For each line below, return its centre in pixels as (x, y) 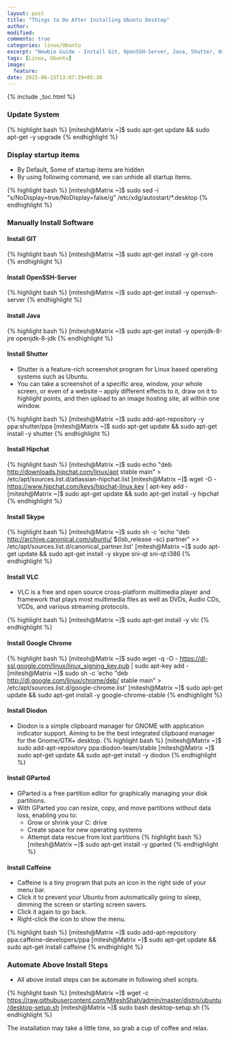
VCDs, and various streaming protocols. (73, 607)
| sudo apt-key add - (160, 665)
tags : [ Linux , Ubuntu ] (39, 58)
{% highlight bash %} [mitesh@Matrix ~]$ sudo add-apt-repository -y (106, 419)
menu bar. (31, 890)
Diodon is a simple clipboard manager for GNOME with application (110, 726)
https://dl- (193, 658)
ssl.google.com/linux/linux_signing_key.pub (68, 665)
